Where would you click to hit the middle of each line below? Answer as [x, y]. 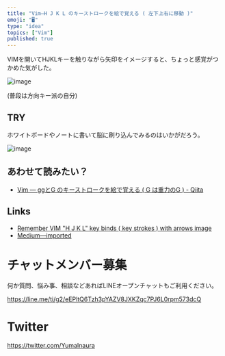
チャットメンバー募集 [67, 265]
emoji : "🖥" [23, 20]
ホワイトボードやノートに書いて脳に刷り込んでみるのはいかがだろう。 [105, 135]
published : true [30, 39]
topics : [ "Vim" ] [30, 33]
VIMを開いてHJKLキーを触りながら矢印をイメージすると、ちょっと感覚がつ [113, 60]
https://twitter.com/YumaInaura [51, 346]
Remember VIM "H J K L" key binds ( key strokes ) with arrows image [114, 228]
